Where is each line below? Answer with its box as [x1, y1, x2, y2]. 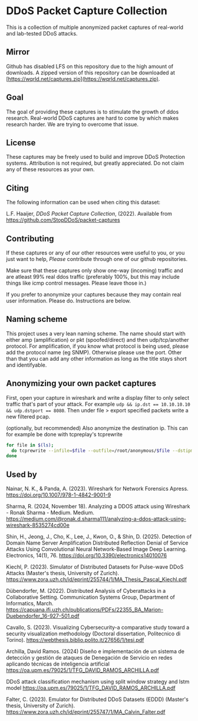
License [6, 138, 36, 148]
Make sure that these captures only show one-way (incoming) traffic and [6, 267, 184, 274]
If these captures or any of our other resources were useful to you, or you [6, 249, 185, 256]
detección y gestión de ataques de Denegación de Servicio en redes [6, 654, 173, 661]
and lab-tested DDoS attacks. [6, 30, 78, 37]
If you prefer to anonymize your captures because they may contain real [6, 291, 181, 298]
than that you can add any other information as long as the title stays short [6, 355, 187, 362]
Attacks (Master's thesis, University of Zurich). [6, 570, 120, 577]
